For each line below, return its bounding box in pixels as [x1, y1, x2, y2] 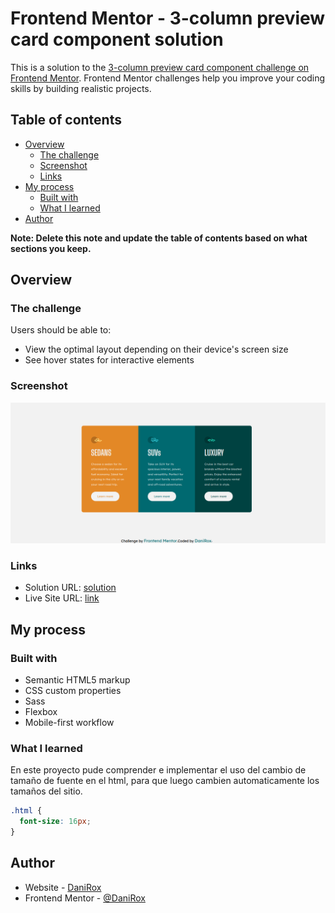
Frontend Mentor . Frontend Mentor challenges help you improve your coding [10, 72, 326, 84]
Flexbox [24, 706, 58, 718]
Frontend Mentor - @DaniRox [24, 892, 146, 904]
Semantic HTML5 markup [24, 674, 131, 686]
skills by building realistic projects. [10, 82, 152, 94]
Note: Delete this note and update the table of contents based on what [10, 232, 308, 244]
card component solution [10, 28, 224, 51]
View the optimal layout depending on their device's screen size [24, 343, 289, 356]
